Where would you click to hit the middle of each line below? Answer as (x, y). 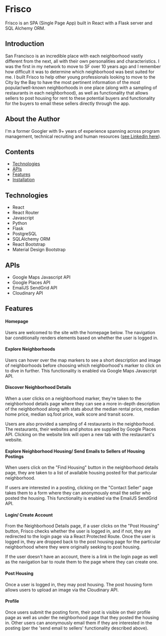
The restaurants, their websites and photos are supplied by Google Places (81, 429)
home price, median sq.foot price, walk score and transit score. (70, 414)
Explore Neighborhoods (30, 349)
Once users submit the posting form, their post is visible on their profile (78, 612)
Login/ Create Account (29, 515)
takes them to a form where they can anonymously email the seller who (78, 493)
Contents (20, 152)
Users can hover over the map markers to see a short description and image (83, 360)
